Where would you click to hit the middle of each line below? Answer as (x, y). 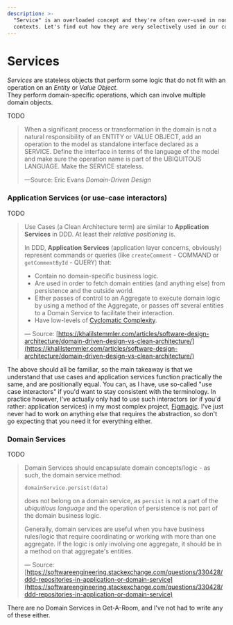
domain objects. (30, 102)
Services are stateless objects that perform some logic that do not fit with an (116, 80)
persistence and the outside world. (84, 290)
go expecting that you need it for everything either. (80, 421)
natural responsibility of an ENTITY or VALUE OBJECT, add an (113, 137)
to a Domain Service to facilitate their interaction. (104, 312)
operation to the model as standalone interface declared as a (111, 144)
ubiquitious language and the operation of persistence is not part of (121, 508)
